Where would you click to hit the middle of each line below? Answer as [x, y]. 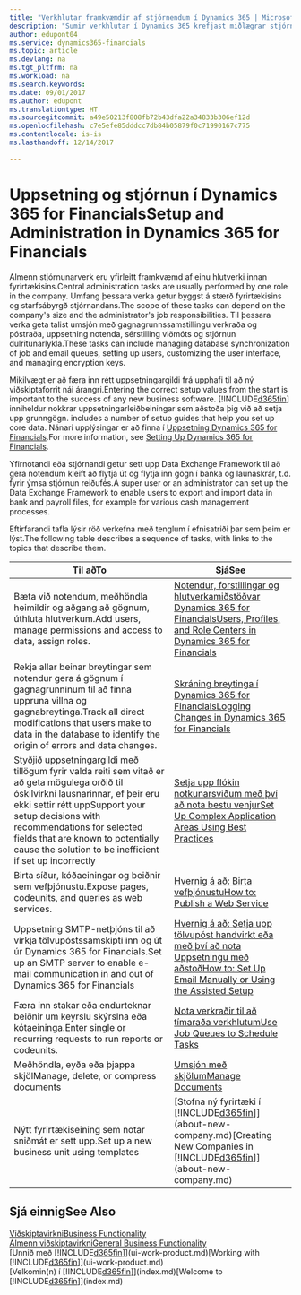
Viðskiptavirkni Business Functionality [78, 1233]
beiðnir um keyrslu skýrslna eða [81, 1016]
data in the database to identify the [87, 734]
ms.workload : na [39, 76]
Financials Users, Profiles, [227, 618]
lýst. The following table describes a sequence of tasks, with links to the [141, 538]
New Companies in [214, 1146]
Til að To [90, 570]
